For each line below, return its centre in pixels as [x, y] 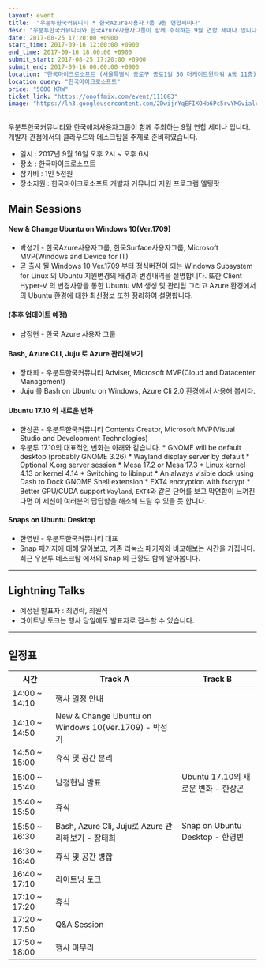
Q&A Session [79, 925]
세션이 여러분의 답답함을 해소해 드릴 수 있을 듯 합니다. [125, 501]
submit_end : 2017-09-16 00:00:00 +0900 [74, 67]
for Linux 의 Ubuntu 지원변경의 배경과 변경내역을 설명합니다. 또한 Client [131, 275]
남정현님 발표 [78, 783]
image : [19, 104]
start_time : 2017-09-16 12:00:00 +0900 [74, 45]
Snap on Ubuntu [211, 826]
